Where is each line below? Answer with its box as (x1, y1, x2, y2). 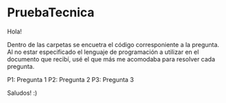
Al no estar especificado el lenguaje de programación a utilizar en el (7, 48, 199, 56)
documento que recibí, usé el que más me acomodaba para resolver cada (7, 55, 216, 63)
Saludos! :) (7, 89, 38, 97)
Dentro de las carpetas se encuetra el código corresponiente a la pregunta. (7, 40, 220, 48)
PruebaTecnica (7, 5, 95, 20)
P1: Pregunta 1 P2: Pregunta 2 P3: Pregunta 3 (7, 75, 134, 83)
